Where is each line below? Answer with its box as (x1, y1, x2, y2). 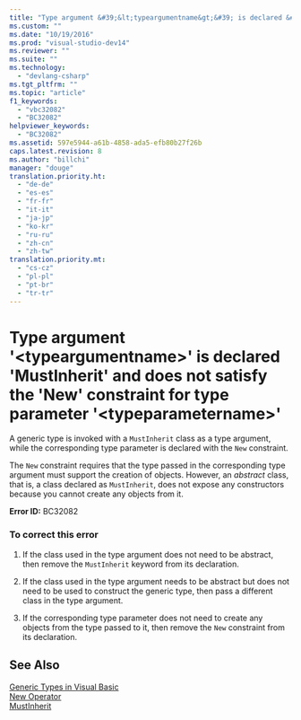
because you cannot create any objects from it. (9, 488, 184, 499)
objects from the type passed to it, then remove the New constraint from (21, 621, 285, 633)
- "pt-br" (17, 280, 54, 289)
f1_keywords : (9, 96, 58, 106)
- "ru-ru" (17, 230, 54, 239)
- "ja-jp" (17, 213, 54, 223)
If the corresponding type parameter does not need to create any (21, 612, 263, 623)
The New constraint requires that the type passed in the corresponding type (9, 460, 286, 471)
